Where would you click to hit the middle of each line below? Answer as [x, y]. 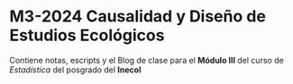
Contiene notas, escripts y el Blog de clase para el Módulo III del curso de [146, 60]
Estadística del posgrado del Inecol [75, 70]
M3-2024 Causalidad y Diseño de [137, 17]
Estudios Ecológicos [87, 35]
